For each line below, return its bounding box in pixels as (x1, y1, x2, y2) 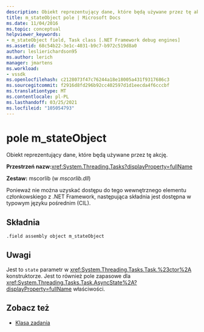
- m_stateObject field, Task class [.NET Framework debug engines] (6, 37, 181, 43)
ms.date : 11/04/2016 (6, 20, 59, 26)
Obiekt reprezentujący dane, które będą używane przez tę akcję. (6, 151, 168, 159)
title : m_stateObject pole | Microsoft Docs (6, 15, 121, 21)
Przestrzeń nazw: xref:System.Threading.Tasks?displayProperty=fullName (6, 163, 193, 170)
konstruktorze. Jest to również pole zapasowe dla (6, 272, 131, 280)
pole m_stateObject (6, 131, 107, 145)
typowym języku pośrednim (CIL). (6, 199, 91, 207)
